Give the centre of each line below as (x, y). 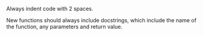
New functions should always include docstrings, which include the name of (101, 20)
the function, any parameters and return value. (65, 27)
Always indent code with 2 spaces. (50, 9)
